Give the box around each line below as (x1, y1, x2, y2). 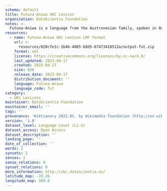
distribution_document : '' (14, 77, 70, 82)
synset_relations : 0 (5, 165, 48, 170)
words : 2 (5, 146, 23, 151)
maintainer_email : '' (5, 104, 50, 109)
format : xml (14, 49, 39, 54)
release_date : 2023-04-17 (14, 72, 68, 77)
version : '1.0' (5, 118, 37, 123)
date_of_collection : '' (5, 141, 55, 147)
